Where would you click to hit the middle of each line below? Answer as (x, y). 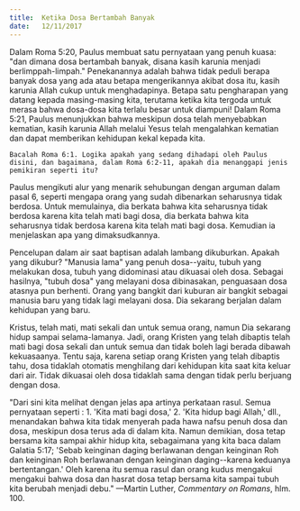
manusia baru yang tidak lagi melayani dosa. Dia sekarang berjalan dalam (145, 300)
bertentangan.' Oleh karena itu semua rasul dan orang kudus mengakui (141, 469)
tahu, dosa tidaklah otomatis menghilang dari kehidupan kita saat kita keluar (150, 365)
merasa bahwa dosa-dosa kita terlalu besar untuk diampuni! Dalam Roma (145, 109)
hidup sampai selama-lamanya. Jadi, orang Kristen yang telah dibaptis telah (150, 337)
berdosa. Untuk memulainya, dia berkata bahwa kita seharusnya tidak (139, 206)
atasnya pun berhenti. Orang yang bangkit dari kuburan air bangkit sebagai (149, 290)
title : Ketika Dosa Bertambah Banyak (82, 18)
